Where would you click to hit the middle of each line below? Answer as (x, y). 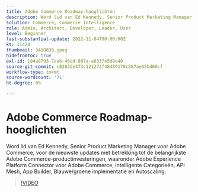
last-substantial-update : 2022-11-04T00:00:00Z (66, 39)
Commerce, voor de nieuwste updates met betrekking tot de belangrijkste (96, 152)
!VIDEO (29, 183)
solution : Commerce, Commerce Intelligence (61, 22)
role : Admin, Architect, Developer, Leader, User (69, 28)
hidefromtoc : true (29, 56)
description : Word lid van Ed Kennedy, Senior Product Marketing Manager (99, 17)
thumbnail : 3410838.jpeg (37, 50)
